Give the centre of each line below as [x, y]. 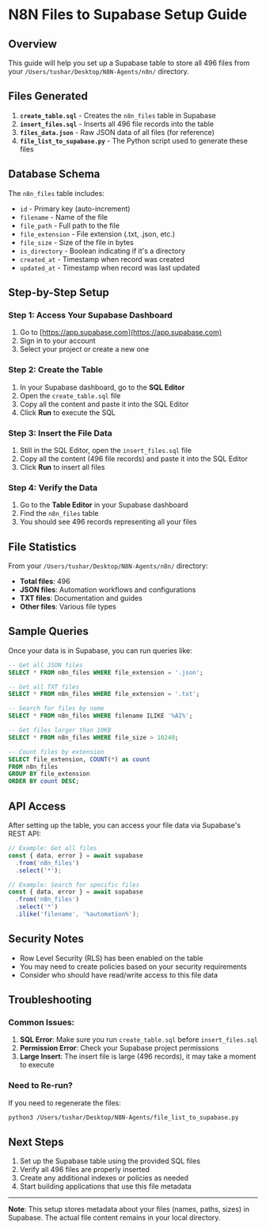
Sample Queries [49, 631]
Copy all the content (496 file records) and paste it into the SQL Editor [133, 459]
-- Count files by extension [56, 751]
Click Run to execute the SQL [68, 412]
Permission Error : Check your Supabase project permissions [119, 1048]
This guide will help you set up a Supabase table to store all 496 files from [129, 63]
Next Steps [36, 1142]
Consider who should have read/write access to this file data [119, 974]
